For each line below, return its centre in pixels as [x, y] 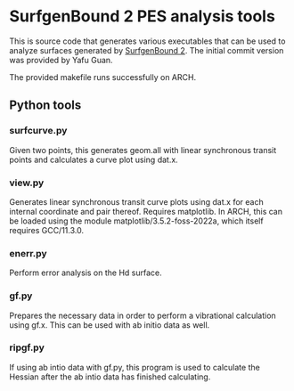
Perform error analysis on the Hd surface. [86, 273]
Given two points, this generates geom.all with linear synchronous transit [143, 150]
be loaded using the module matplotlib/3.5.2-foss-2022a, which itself [137, 221]
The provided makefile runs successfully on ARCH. [103, 77]
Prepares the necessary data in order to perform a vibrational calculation [143, 315]
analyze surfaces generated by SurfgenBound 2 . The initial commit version [147, 50]
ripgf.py [27, 347]
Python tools [45, 106]
